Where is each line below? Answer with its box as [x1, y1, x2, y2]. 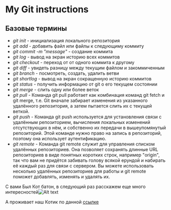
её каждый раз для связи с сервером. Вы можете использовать [12, 163, 154, 169]
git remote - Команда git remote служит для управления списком [12, 141, 155, 147]
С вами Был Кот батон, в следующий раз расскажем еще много [5, 183, 146, 190]
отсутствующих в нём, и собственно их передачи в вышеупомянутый [12, 124, 166, 131]
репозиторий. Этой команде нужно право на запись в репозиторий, [12, 130, 162, 136]
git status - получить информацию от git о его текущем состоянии [12, 81, 158, 87]
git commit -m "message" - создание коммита [12, 49, 113, 54]
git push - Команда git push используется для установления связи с [12, 114, 162, 120]
